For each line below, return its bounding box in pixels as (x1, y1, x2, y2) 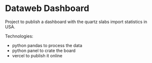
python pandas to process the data (12, 42, 83, 48)
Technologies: (5, 33, 34, 39)
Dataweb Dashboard (5, 3, 89, 14)
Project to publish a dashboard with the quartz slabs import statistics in (5, 19, 147, 25)
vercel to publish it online (12, 52, 63, 58)
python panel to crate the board (12, 48, 76, 53)
